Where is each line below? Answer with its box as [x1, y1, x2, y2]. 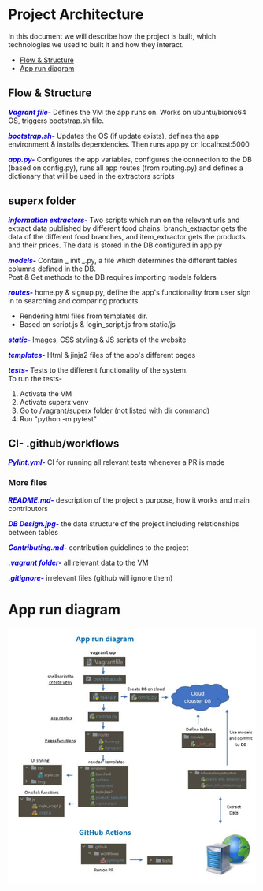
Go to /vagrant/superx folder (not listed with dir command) [19, 406, 210, 415]
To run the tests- [8, 373, 63, 383]
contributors [8, 503, 49, 513]
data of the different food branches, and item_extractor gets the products [8, 232, 246, 241]
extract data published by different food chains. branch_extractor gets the [8, 223, 248, 233]
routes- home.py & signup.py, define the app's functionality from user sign [8, 288, 251, 297]
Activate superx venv [19, 397, 89, 407]
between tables [8, 527, 59, 536]
